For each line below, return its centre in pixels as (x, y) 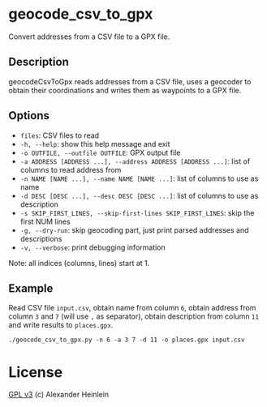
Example (31, 288)
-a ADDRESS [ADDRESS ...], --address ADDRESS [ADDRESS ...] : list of (135, 161)
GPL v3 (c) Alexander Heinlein (59, 395)
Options (29, 116)
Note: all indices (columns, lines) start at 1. (79, 263)
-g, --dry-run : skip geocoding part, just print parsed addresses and (134, 230)
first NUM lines (45, 221)
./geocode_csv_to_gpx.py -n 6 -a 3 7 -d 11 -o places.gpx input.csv (127, 340)
